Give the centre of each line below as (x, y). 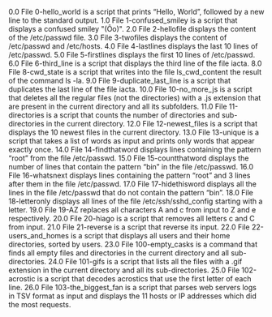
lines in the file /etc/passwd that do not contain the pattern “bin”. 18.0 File (131, 193)
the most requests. (40, 304)
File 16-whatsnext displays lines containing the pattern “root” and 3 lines (130, 175)
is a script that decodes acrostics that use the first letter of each (144, 278)
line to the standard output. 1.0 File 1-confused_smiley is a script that (123, 20)
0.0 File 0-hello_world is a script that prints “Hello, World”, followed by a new (136, 12)
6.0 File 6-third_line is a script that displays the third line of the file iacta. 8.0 (135, 63)
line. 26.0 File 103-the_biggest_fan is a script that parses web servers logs (133, 287)
